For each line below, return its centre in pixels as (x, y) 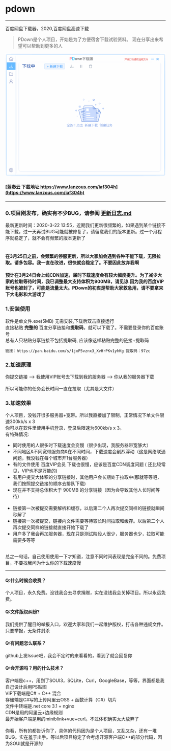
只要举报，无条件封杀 (27, 630)
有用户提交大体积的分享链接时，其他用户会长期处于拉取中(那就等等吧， (87, 477)
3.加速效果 (18, 403)
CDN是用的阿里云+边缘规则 (34, 713)
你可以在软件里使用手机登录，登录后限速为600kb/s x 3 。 (65, 428)
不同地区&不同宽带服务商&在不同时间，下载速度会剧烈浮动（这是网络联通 (89, 452)
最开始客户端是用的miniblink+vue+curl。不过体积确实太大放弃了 (72, 719)
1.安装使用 (18, 309)
